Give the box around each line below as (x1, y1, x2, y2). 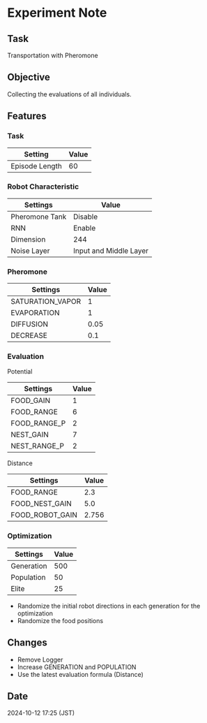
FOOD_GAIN (10, 396, 51, 406)
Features (7, 110, 47, 122)
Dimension (10, 234, 46, 244)
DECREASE (10, 330, 47, 340)
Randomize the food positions (17, 616, 103, 625)
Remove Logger (17, 655, 63, 664)
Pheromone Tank (10, 212, 67, 221)
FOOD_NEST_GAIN (10, 499, 72, 509)
